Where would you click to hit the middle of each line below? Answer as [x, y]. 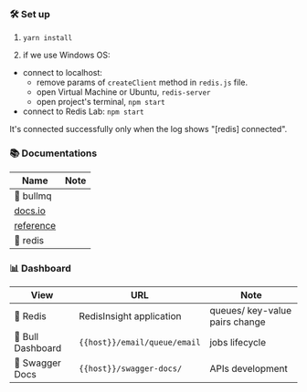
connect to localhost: [63, 73]
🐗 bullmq [33, 196]
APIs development [249, 368]
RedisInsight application [130, 315]
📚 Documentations [53, 153]
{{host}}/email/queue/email [140, 342]
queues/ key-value [251, 310]
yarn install [48, 38]
